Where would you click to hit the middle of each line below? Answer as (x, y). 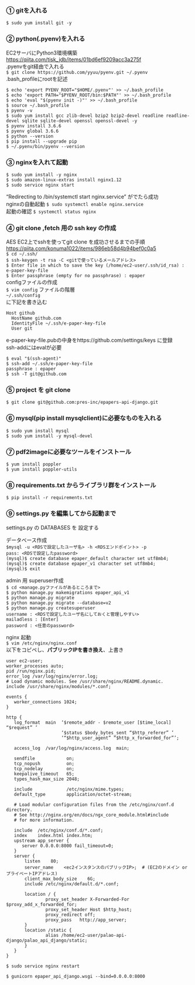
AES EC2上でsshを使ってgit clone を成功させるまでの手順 (76, 242)
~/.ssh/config (23, 296)
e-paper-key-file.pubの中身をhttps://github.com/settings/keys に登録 (89, 340)
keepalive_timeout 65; (44, 774)
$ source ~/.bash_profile (37, 105)
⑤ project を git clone (38, 390)
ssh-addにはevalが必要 (34, 348)
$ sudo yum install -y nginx (42, 175)
